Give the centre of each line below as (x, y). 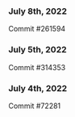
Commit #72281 (35, 106)
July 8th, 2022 (37, 11)
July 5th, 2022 (37, 50)
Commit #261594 (37, 29)
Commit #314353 (37, 67)
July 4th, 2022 (38, 88)
